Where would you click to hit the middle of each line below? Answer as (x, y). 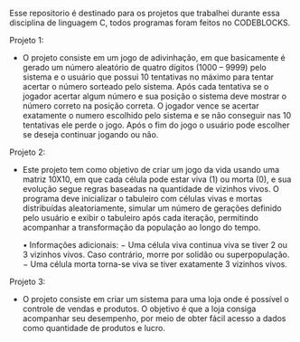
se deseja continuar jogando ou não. (90, 134)
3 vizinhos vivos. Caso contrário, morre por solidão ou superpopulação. (156, 254)
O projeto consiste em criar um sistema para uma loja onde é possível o (155, 299)
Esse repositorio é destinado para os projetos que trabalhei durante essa (145, 13)
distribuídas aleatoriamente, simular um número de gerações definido (152, 208)
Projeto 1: (27, 40)
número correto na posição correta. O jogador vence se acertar (141, 106)
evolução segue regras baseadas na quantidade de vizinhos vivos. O (151, 189)
